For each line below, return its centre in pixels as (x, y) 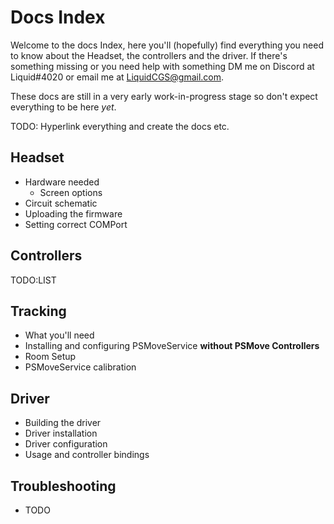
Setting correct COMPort (76, 224)
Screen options (71, 192)
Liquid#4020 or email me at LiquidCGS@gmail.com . (117, 77)
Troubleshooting (63, 486)
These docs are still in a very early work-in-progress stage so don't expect (164, 96)
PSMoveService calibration (80, 367)
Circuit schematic (61, 203)
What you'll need (59, 335)
